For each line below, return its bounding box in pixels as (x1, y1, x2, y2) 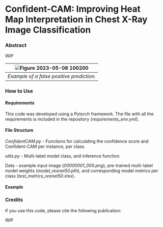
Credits (5, 197, 23, 203)
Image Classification (5, 25, 91, 35)
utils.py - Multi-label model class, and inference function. (5, 153, 121, 159)
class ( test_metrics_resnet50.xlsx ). (5, 173, 75, 179)
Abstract (5, 42, 27, 49)
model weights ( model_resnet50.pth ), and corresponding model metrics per (5, 168, 159, 173)
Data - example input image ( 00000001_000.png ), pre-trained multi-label (5, 162, 153, 168)
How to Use (5, 87, 33, 94)
